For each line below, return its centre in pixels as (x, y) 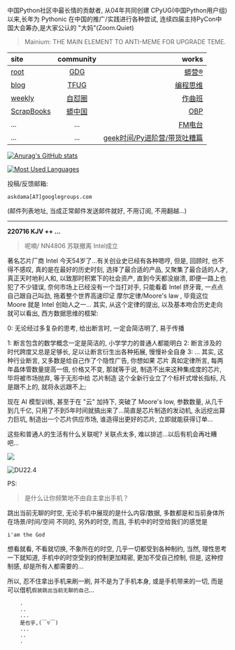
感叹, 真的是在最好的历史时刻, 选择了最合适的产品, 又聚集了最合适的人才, (123, 269)
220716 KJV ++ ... (34, 231)
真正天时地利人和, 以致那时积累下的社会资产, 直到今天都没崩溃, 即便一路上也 (116, 278)
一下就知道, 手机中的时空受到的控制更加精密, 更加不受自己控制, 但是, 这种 (112, 558)
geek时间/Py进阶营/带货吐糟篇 (153, 138)
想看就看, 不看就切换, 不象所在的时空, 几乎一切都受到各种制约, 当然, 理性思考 (117, 549)
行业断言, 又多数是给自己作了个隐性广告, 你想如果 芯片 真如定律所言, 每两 (118, 360)
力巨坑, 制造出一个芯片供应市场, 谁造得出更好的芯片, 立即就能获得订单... (110, 419)
